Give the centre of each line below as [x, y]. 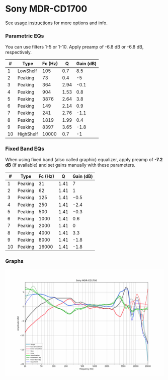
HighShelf [28, 134]
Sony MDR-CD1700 [46, 9]
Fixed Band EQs [25, 149]
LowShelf [27, 71]
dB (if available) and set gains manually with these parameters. [70, 165]
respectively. [18, 52]
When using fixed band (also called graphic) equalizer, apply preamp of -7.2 [84, 160]
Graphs [14, 261]
